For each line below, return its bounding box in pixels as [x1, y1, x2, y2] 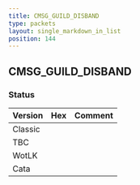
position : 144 [8, 34, 57, 43]
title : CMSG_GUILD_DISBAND [8, 11, 100, 20]
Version [12, 110, 44, 121]
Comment [74, 110, 113, 121]
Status [8, 88, 35, 100]
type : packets [8, 19, 57, 28]
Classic [12, 123, 40, 135]
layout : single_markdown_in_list [8, 27, 121, 35]
